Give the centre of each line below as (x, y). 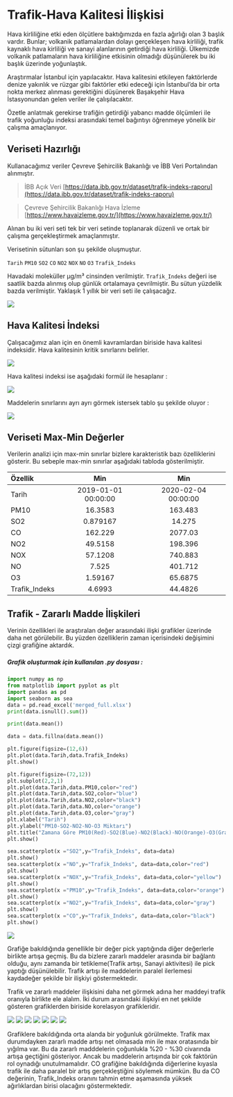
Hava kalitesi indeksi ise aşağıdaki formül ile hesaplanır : (87, 376)
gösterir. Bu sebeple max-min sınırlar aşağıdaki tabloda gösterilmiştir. (106, 461)
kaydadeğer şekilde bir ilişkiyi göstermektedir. (73, 978)
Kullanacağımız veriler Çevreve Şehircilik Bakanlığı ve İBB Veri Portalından (112, 166)
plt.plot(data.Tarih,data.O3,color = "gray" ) (71, 813)
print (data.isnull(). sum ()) (48, 711)
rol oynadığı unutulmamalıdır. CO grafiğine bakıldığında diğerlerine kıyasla (112, 1063)
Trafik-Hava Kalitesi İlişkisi (86, 15)
